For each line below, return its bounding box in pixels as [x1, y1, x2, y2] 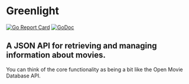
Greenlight [6, 4, 60, 18]
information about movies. [6, 50, 106, 60]
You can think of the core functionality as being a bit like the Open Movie [6, 66, 183, 73]
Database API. [6, 72, 41, 79]
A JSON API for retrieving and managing [6, 41, 158, 51]
